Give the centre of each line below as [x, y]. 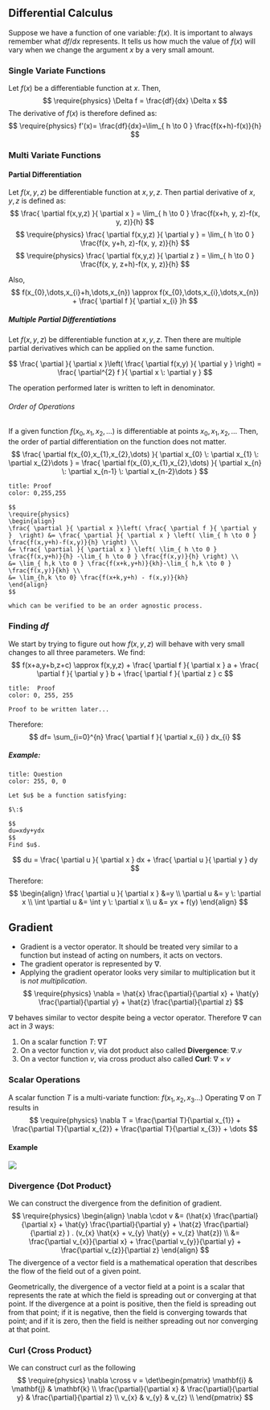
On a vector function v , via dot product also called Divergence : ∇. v [131, 1050]
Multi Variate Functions [55, 155]
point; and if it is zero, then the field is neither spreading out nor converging [133, 1321]
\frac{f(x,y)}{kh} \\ [45, 571]
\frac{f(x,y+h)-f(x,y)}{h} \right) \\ [73, 542]
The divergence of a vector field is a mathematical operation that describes [133, 1262]
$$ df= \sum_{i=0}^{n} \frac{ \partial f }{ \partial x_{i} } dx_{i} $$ [135, 736]
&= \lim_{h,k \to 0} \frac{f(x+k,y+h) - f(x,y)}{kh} [98, 578]
